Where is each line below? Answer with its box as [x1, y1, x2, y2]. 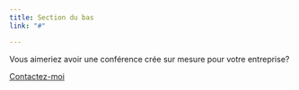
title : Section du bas [9, 12, 94, 22]
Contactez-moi [9, 70, 66, 81]
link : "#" [9, 21, 47, 30]
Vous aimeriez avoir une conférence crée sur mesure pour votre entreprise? [9, 53, 290, 64]
